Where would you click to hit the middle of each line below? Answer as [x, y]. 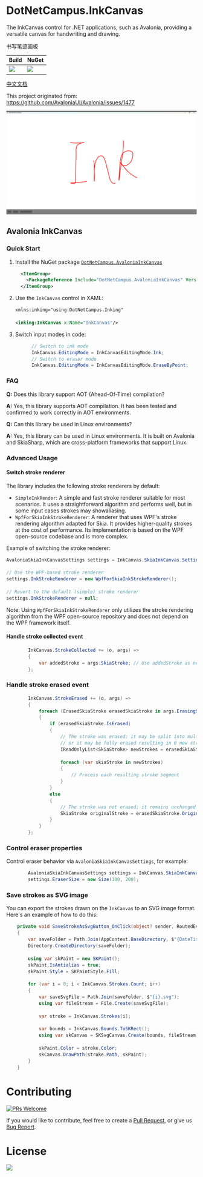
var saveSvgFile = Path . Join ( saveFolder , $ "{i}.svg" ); [109, 997]
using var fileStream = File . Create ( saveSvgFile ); [104, 1003]
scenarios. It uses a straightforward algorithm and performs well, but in [103, 504]
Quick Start [23, 249]
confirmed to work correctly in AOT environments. [69, 412]
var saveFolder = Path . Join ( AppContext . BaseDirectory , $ [101, 940]
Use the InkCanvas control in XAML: [59, 298]
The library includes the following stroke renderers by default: [83, 486]
